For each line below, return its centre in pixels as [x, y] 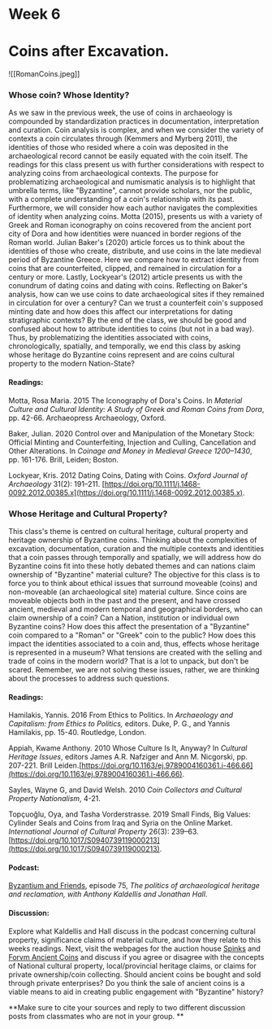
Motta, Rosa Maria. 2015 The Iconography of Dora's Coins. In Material [125, 401]
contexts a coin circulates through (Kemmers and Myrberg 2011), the [123, 138]
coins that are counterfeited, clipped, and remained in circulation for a [125, 269]
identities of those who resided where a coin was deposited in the [119, 147]
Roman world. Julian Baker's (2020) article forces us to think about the [127, 243]
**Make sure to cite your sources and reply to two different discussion [127, 1007]
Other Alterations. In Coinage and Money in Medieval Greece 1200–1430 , [131, 451]
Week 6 [35, 14]
